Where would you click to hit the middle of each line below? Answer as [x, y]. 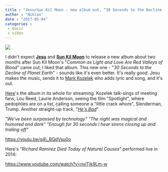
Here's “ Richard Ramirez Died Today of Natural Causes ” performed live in [81, 149]
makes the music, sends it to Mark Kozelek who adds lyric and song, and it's [84, 78]
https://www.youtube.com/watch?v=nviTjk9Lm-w [56, 164]
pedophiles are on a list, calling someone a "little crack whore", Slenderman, [84, 104]
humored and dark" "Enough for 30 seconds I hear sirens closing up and [80, 124]
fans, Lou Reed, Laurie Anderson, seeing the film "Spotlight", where [75, 99]
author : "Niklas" [24, 15]
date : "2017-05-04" [27, 19]
